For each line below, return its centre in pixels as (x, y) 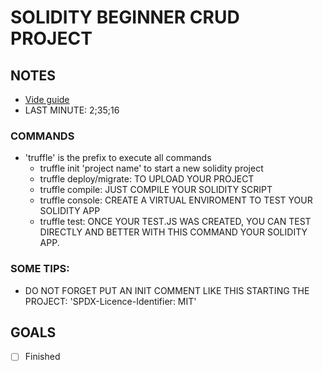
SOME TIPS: (40, 269)
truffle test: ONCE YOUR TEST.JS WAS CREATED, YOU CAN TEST (175, 222)
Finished (42, 357)
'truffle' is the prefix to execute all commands (118, 158)
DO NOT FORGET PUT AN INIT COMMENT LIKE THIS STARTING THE (167, 290)
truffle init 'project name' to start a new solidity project (151, 168)
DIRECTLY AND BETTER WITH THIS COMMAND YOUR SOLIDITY (173, 232)
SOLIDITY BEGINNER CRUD (125, 17)
